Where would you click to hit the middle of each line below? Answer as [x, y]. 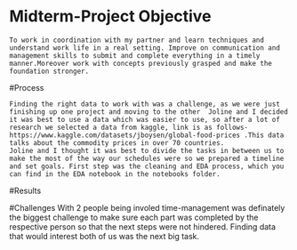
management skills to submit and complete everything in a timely [135, 55]
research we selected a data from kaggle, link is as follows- [129, 127]
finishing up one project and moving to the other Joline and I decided [149, 112]
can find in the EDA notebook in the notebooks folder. [115, 174]
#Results [25, 190]
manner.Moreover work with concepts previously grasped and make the [141, 63]
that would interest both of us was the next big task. [104, 236]
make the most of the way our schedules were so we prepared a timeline [147, 158]
